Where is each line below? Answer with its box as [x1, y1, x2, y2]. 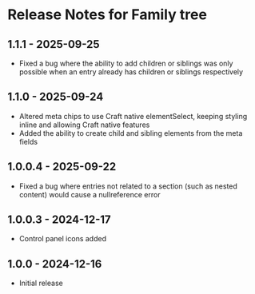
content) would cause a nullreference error [18, 189, 161, 199]
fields [18, 137, 38, 146]
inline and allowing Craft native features [18, 120, 150, 129]
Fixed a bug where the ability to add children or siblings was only [18, 58, 233, 68]
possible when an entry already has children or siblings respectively [18, 67, 244, 77]
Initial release [18, 278, 63, 288]
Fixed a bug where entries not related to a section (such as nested [18, 181, 237, 191]
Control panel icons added [18, 234, 107, 244]
